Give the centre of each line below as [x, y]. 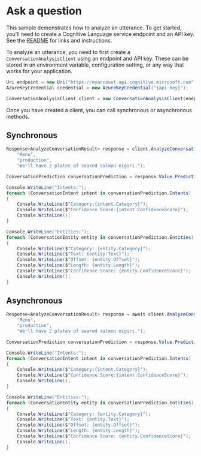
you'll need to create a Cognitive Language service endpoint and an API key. [100, 34]
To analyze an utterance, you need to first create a [68, 52]
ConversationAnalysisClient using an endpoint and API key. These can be [98, 58]
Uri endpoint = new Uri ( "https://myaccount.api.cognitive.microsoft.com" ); [103, 82]
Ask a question [44, 11]
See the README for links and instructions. [59, 40]
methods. [18, 116]
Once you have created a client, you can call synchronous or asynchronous [99, 110]
